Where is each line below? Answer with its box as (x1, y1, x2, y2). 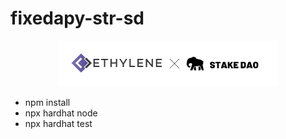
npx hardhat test (24, 118, 93, 130)
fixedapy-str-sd (10, 7, 145, 30)
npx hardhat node (24, 107, 98, 119)
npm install (24, 97, 71, 109)
